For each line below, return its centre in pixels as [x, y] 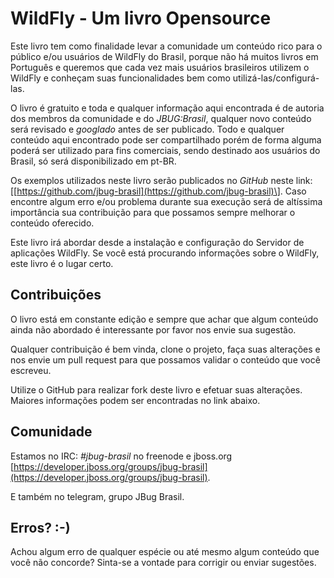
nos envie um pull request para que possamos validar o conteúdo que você [165, 359]
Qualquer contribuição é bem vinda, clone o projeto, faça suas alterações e [165, 349]
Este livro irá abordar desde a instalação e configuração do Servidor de [157, 242]
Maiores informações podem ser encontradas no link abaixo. [135, 400]
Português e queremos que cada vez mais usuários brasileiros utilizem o [160, 67]
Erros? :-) [40, 527]
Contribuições [56, 295]
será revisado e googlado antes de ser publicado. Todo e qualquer [147, 129]
